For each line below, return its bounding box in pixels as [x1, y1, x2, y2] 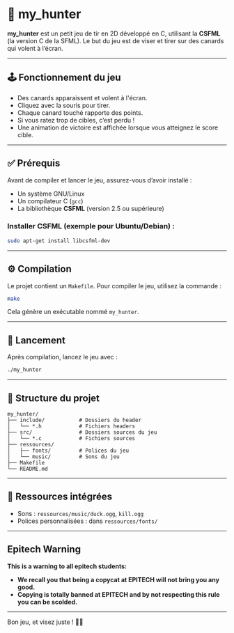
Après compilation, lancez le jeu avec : [7, 353, 118, 361]
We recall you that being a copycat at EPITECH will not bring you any [17, 575, 219, 584]
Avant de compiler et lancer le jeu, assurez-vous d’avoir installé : [7, 175, 192, 184]
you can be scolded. [17, 597, 78, 606]
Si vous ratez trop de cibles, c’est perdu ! [17, 116, 135, 124]
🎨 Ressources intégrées [7, 491, 113, 503]
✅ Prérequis [7, 157, 61, 169]
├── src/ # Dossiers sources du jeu [7, 428, 157, 436]
